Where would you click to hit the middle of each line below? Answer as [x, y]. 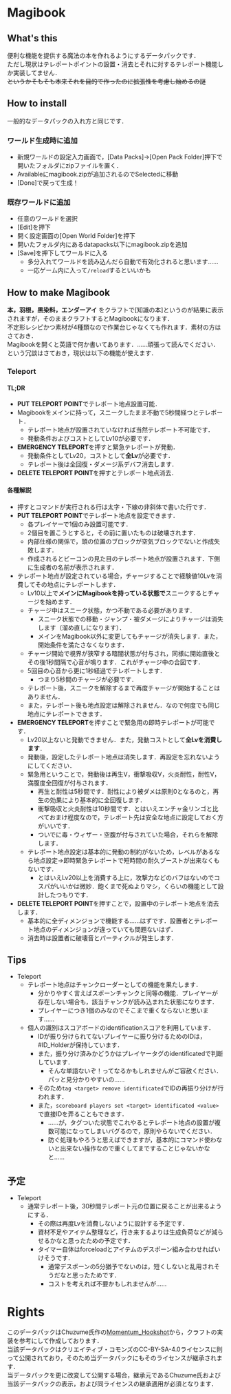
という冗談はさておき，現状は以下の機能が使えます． [82, 353]
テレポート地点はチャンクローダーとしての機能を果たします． [114, 985]
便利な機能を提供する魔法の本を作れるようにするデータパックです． [103, 56]
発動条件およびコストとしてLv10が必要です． [91, 439]
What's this [32, 38]
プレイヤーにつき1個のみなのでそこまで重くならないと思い [120, 1010]
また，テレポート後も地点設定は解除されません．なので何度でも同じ [123, 705]
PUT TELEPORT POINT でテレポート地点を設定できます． [98, 515]
